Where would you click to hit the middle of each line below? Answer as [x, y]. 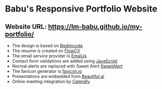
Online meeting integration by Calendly [51, 81]
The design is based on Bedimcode [48, 46]
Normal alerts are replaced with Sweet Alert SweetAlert [67, 66]
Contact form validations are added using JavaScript [65, 61]
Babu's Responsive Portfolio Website [81, 9]
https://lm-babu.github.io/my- [95, 27]
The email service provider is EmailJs [49, 56]
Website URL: [26, 27]
